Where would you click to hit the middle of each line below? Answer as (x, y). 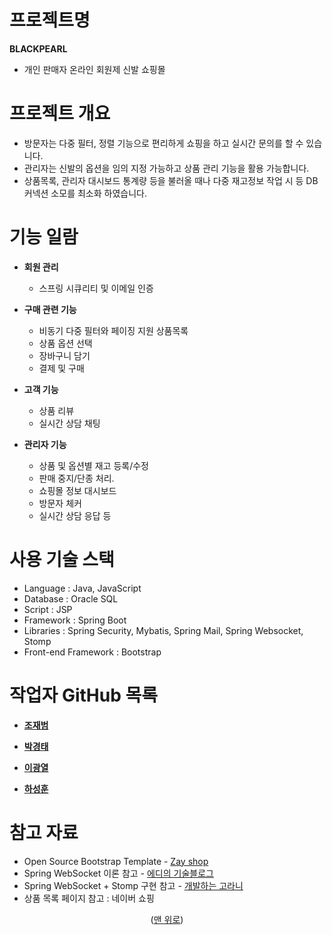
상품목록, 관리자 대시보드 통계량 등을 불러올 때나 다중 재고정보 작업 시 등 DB (171, 180)
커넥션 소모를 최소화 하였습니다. (85, 193)
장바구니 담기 (64, 355)
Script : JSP (48, 609)
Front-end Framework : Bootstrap (92, 652)
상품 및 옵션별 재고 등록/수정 (93, 465)
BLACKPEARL (38, 48)
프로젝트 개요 (60, 113)
